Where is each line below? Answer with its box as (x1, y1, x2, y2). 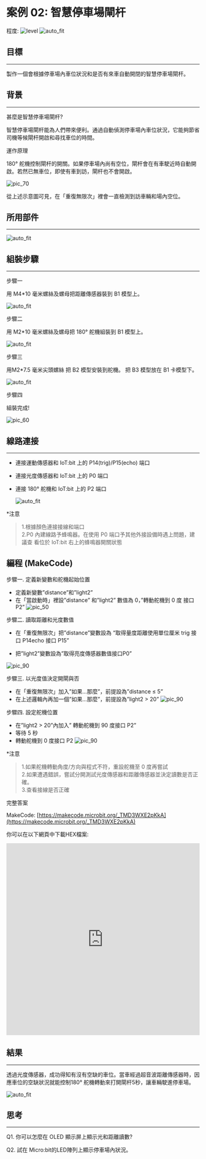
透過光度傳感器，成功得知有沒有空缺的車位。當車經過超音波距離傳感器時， (6, 1071, 194, 1078)
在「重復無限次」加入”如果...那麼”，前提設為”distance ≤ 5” (15, 687, 164, 695)
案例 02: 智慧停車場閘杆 (6, 6, 126, 20)
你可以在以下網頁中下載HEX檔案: (6, 830, 89, 838)
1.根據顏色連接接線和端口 (21, 523, 85, 530)
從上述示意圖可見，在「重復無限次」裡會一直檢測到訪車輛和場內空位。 (6, 192, 184, 200)
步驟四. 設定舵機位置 (6, 708, 58, 716)
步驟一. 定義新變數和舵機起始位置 (6, 576, 90, 583)
